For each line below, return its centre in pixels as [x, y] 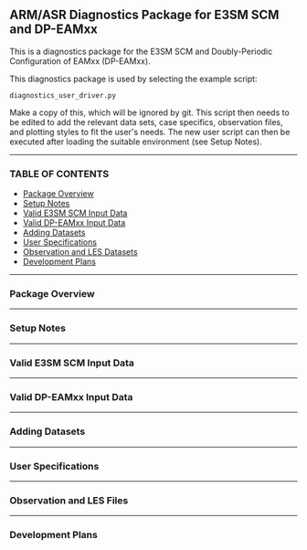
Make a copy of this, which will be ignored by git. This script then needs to [149, 112]
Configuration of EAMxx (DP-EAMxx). [80, 61]
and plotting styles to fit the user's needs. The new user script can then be [150, 132]
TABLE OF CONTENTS [59, 174]
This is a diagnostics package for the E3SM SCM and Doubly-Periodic [141, 51]
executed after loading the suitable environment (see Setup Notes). [136, 142]
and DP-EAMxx [53, 30]
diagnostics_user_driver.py [63, 95]
